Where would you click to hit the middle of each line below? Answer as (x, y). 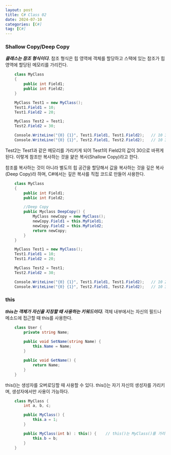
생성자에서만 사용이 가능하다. (41, 391)
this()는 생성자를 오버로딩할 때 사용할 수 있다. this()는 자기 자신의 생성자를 (78, 385)
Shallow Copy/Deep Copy (37, 47)
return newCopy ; (50, 231)
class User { (28, 327)
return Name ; (46, 365)
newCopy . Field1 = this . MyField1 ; (68, 221)
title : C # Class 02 (26, 15)
